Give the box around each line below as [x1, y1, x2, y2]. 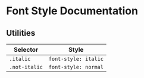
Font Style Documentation [6, 4, 139, 18]
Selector [14, 46, 39, 54]
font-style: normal [48, 64, 104, 70]
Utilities [6, 28, 36, 38]
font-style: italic [48, 55, 104, 62]
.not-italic [9, 64, 43, 70]
